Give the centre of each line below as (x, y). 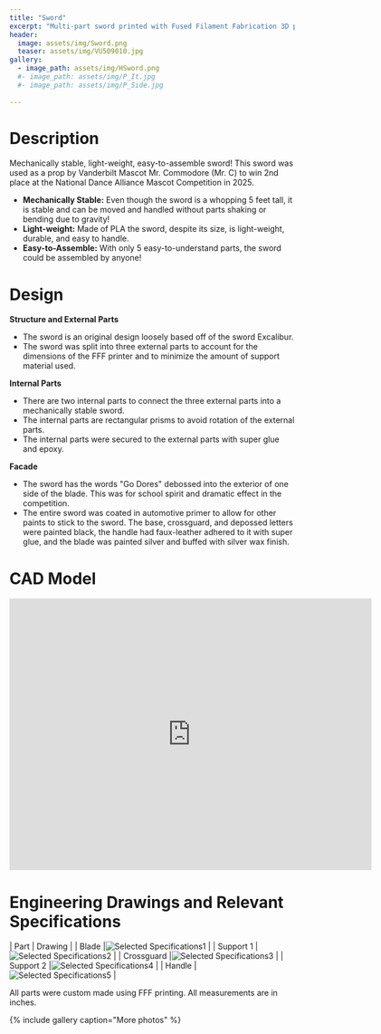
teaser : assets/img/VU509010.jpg (81, 52)
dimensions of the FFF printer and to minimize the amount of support (151, 356)
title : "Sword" (38, 18)
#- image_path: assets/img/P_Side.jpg (91, 85)
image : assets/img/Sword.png (72, 43)
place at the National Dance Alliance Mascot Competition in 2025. (132, 183)
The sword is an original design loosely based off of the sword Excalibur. (158, 337)
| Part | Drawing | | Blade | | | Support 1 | (134, 946)
